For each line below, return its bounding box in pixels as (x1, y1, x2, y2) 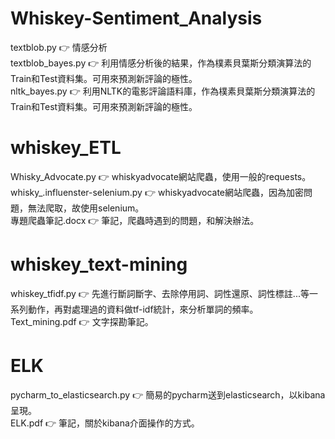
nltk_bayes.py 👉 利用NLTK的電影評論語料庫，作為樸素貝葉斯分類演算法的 (10, 85, 316, 97)
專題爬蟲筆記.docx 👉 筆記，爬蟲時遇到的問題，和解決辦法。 (10, 214, 260, 226)
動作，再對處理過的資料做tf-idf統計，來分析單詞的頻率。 (27, 303, 259, 315)
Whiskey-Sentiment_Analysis (10, 7, 263, 30)
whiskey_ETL (10, 137, 122, 159)
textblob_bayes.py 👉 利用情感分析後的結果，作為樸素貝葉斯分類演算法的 (10, 57, 312, 69)
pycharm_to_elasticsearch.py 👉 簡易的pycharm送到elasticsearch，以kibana (10, 388, 326, 401)
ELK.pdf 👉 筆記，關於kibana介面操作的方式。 (10, 417, 200, 429)
